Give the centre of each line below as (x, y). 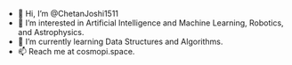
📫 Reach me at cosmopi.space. (76, 51)
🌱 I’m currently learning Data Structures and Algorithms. (120, 41)
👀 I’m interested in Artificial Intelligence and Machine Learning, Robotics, (150, 23)
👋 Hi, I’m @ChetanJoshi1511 (68, 14)
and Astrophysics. (51, 32)
